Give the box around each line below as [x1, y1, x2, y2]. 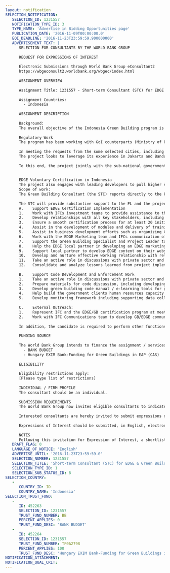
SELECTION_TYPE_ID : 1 [12, 465, 58, 470]
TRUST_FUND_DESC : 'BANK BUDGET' [18, 522, 87, 527]
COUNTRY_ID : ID [18, 485, 51, 490]
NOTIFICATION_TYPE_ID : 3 [12, 21, 65, 27]
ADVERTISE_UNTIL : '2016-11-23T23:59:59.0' [12, 452, 103, 457]
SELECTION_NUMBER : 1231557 [12, 456, 69, 461]
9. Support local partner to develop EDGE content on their [18, 248, 155, 253]
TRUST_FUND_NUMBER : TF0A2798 [18, 541, 80, 546]
